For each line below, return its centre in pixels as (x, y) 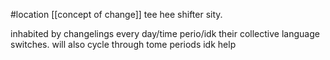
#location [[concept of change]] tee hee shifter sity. (116, 14)
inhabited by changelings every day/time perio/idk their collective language (165, 33)
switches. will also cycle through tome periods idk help (123, 44)
